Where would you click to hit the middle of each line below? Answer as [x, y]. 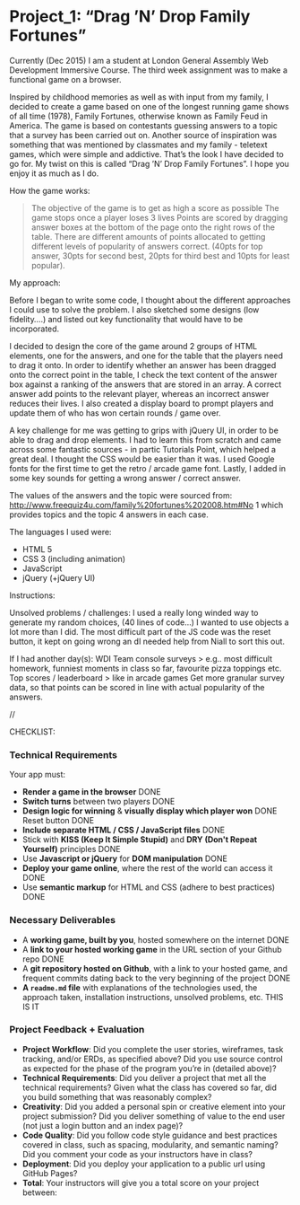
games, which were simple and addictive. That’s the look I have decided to [146, 154]
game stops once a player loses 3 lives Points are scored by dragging [159, 217]
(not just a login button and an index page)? [103, 1125]
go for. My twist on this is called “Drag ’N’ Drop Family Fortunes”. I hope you [149, 163]
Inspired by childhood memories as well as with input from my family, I [139, 97]
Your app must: [37, 775]
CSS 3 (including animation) [74, 559]
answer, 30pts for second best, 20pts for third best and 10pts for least [160, 255]
